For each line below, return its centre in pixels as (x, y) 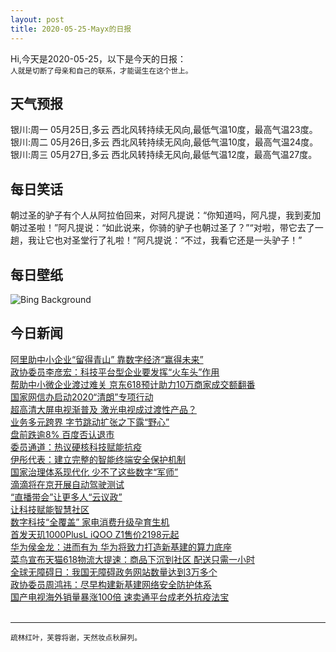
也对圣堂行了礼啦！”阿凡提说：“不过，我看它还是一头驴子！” (178, 240)
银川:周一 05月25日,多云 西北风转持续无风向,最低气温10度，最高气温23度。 (164, 130)
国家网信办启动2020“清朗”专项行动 (82, 397)
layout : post (37, 19)
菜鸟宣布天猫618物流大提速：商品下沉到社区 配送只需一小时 (132, 559)
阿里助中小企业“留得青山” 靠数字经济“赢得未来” (107, 359)
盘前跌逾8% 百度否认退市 (62, 434)
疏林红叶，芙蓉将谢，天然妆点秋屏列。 (76, 637)
